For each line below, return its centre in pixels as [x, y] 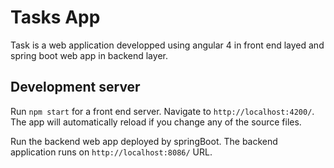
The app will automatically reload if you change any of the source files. [156, 122]
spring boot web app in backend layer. [89, 55]
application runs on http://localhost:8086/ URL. [111, 152]
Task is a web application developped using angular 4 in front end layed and [167, 45]
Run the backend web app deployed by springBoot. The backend [144, 141]
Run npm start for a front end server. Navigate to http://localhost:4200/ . [162, 111]
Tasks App [55, 17]
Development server [75, 87]
